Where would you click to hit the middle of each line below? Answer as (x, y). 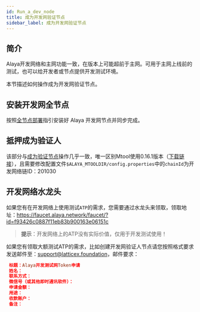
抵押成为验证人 (34, 141)
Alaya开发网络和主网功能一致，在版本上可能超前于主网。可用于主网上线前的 (99, 64)
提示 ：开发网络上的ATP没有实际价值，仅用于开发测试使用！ (94, 234)
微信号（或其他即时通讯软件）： (41, 282)
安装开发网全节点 (38, 105)
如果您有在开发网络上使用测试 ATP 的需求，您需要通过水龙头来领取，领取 (94, 207)
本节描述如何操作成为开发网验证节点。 (53, 84)
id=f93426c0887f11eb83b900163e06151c (57, 221)
